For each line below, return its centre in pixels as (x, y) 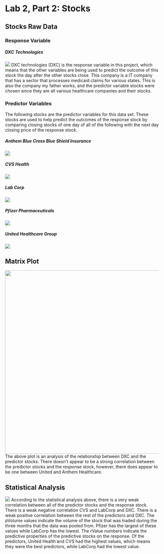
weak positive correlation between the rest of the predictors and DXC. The (80, 515)
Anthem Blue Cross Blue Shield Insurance (48, 141)
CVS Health (17, 164)
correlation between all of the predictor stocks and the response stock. (76, 505)
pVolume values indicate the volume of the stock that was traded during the (81, 521)
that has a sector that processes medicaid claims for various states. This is (80, 81)
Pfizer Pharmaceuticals (30, 211)
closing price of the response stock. (41, 130)
